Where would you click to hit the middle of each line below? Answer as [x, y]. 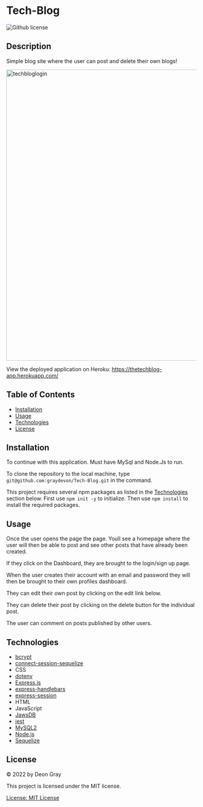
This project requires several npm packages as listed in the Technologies [97, 492]
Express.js [28, 682]
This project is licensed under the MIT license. [64, 786]
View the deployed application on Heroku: [58, 369]
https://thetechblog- [137, 369]
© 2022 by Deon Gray [34, 774]
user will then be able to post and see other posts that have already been [97, 545]
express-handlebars [40, 689]
